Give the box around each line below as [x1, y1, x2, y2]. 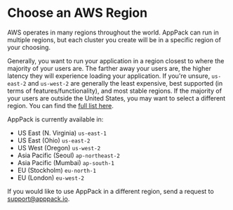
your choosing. [7, 43, 51, 51]
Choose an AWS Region [7, 5, 148, 21]
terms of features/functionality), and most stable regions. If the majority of [7, 86, 222, 95]
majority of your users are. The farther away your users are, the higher [7, 64, 212, 72]
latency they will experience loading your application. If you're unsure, [7, 72, 211, 80]
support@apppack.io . [7, 195, 70, 203]
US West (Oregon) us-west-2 [17, 143, 101, 152]
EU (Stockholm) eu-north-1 [17, 166, 97, 174]
